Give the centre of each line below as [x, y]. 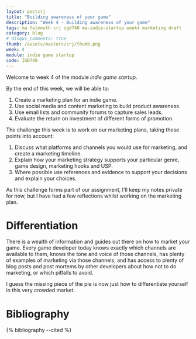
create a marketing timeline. [48, 153]
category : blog [25, 33]
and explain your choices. [46, 178]
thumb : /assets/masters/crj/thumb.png [53, 44]
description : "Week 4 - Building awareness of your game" [78, 22]
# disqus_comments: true [36, 39]
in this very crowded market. [40, 290]
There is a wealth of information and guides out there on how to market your [98, 242]
